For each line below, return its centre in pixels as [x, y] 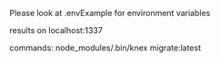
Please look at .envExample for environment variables [110, 13]
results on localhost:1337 [56, 30]
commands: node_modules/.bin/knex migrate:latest [105, 48]
